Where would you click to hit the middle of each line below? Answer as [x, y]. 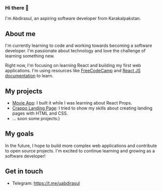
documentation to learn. [29, 76]
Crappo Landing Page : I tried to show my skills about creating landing [82, 108]
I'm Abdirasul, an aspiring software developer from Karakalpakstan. [73, 19]
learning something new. [30, 56]
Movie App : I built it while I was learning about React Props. [72, 103]
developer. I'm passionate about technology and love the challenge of [75, 51]
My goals [20, 134]
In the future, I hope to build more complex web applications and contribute [81, 146]
